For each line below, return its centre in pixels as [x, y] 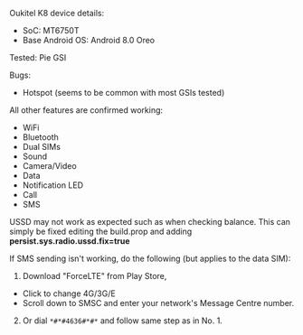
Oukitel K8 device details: [57, 13]
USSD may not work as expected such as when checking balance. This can [150, 222]
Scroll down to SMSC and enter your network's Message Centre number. [158, 303]
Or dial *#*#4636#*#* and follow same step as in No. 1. [123, 321]
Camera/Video [49, 166]
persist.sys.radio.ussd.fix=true [70, 241]
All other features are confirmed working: [86, 110]
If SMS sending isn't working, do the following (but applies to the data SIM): [150, 258]
